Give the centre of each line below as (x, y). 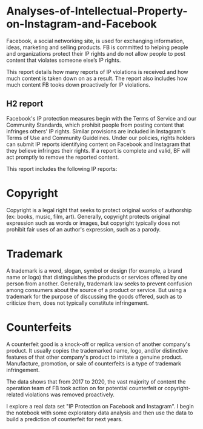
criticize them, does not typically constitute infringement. (78, 303)
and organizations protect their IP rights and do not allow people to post (96, 53)
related (15, 394)
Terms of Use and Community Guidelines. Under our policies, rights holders (101, 138)
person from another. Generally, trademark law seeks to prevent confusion (99, 284)
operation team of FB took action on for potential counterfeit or (85, 388)
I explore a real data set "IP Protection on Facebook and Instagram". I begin (100, 406)
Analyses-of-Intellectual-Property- (97, 11)
